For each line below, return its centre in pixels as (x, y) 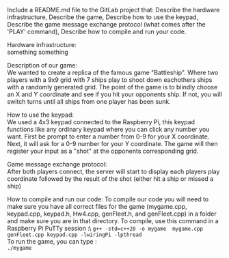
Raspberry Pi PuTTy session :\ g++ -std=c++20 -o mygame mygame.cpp (105, 228)
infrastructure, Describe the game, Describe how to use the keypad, (103, 17)
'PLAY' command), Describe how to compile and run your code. (97, 31)
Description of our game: (42, 65)
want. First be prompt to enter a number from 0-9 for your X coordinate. (108, 137)
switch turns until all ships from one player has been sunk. (89, 101)
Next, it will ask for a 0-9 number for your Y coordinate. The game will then (112, 144)
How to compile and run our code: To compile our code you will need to (108, 199)
